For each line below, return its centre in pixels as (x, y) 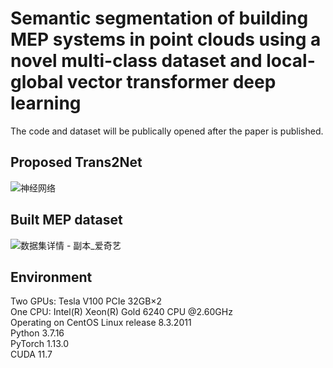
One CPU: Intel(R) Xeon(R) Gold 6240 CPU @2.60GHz (121, 312)
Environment (51, 277)
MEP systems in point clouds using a (166, 39)
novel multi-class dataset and (136, 61)
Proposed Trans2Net (76, 162)
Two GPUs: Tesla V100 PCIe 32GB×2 (86, 301)
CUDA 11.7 (31, 354)
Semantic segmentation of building (159, 18)
